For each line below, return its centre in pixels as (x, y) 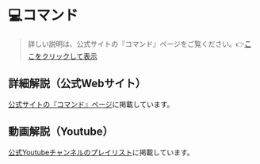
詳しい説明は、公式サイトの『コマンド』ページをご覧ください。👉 (136, 44)
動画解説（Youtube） (61, 132)
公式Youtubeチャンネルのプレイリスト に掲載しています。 (101, 152)
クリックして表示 (69, 56)
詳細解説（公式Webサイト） (77, 84)
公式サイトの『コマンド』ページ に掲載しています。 (91, 104)
